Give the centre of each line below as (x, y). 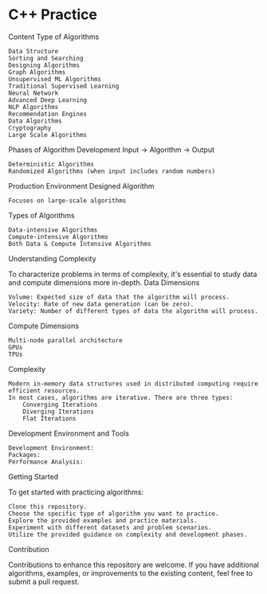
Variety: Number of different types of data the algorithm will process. (133, 311)
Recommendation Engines (48, 114)
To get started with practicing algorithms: (76, 492)
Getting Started (33, 476)
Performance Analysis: (46, 462)
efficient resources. (44, 391)
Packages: (25, 455)
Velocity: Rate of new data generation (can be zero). (101, 304)
